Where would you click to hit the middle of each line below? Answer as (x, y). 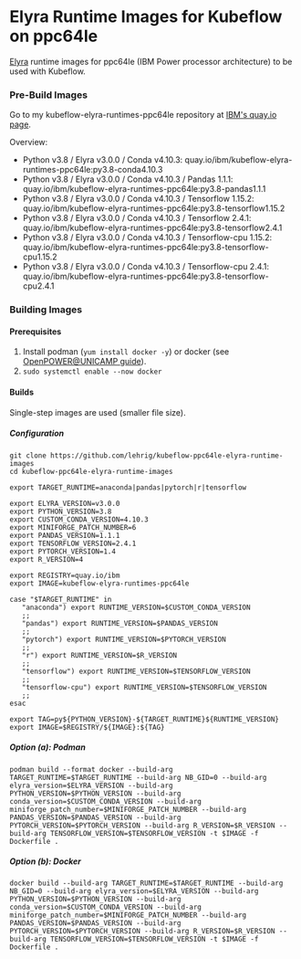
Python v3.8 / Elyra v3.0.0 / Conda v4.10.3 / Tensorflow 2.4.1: (137, 218)
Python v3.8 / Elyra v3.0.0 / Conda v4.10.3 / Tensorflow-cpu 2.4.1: (146, 267)
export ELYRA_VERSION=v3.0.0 (65, 503)
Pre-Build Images (49, 95)
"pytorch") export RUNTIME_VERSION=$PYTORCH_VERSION (124, 639)
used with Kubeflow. (48, 71)
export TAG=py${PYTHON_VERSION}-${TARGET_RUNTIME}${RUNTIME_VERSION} (145, 719)
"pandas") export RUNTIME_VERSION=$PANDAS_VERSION (120, 623)
